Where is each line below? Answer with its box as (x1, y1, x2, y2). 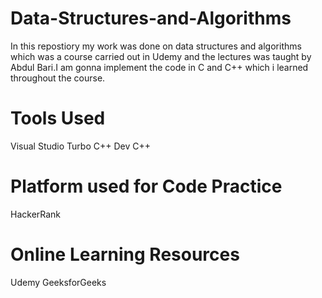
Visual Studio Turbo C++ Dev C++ (10, 140, 151, 152)
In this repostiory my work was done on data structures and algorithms (10, 40, 302, 52)
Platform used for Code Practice (10, 175, 283, 198)
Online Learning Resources (10, 243, 240, 266)
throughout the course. (10, 72, 106, 84)
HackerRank (10, 208, 62, 220)
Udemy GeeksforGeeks (10, 276, 107, 288)
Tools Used (10, 107, 106, 130)
